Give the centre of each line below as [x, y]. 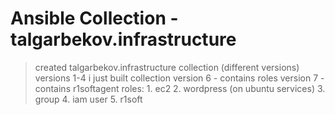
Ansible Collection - [94, 18]
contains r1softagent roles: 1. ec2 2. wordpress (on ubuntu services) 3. [180, 88]
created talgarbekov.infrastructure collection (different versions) [167, 67]
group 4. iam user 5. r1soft [88, 99]
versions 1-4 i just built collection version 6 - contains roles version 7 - [179, 78]
